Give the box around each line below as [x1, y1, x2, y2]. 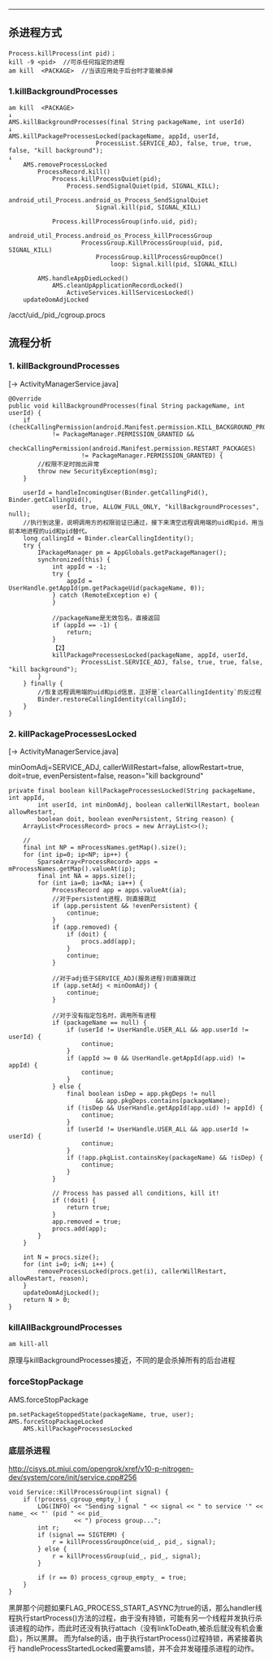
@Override [8, 395, 42, 403]
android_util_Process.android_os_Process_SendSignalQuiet [8, 197, 209, 205]
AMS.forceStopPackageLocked [8, 1417, 104, 1425]
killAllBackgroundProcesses [8, 1321, 123, 1333]
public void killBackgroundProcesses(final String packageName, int [8, 401, 245, 410]
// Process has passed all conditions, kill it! [51, 1189, 220, 1198]
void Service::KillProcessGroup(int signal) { [8, 1488, 169, 1496]
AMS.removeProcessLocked [23, 161, 107, 169]
